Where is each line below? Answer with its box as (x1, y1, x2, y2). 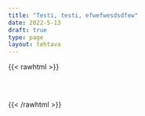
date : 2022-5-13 (8, 19, 61, 27)
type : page (8, 33, 44, 42)
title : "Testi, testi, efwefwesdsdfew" (8, 11, 139, 20)
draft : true (8, 26, 47, 34)
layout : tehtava (8, 41, 61, 49)
